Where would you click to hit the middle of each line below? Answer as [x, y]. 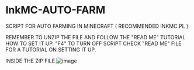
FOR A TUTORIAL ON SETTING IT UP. [51, 49]
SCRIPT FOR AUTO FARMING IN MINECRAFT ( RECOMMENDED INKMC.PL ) [97, 26]
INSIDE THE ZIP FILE [30, 61]
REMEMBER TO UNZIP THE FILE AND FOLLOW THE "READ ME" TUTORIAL [96, 37]
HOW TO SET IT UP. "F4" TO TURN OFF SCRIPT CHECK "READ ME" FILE [93, 43]
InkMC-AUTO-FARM [56, 10]
